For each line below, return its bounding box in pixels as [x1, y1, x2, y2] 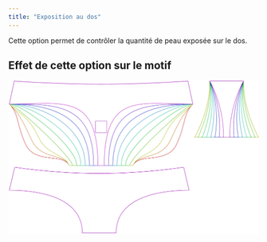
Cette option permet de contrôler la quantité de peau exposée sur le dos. [8, 36, 248, 45]
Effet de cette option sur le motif [8, 59, 172, 72]
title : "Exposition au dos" [8, 13, 102, 21]
